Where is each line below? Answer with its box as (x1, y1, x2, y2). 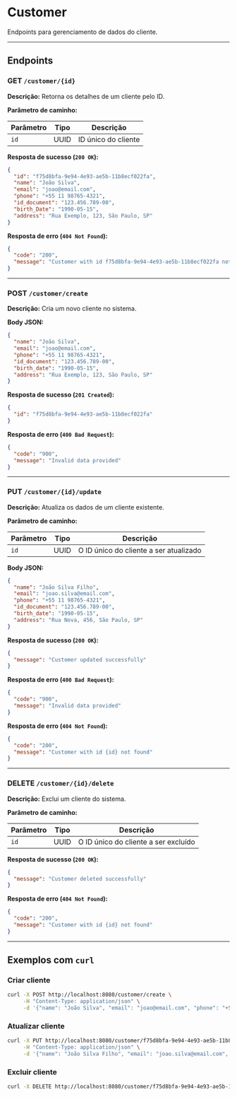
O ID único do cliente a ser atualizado (78, 545, 202, 555)
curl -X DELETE (7, 1083, 52, 1091)
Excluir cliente (7, 1067, 58, 1077)
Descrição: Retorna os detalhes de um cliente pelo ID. (7, 92, 164, 100)
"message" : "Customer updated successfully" (13, 656, 147, 663)
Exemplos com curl (7, 954, 95, 966)
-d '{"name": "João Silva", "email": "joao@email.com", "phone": (23, 1004, 219, 1011)
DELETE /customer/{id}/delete (7, 778, 114, 788)
